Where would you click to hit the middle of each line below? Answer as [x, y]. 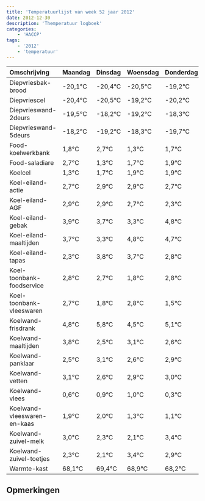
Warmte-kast [29, 469]
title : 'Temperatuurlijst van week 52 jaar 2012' [71, 12]
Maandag [76, 72]
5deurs [20, 135]
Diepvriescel [27, 100]
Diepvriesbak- [31, 82]
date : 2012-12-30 [28, 18]
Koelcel [20, 173]
